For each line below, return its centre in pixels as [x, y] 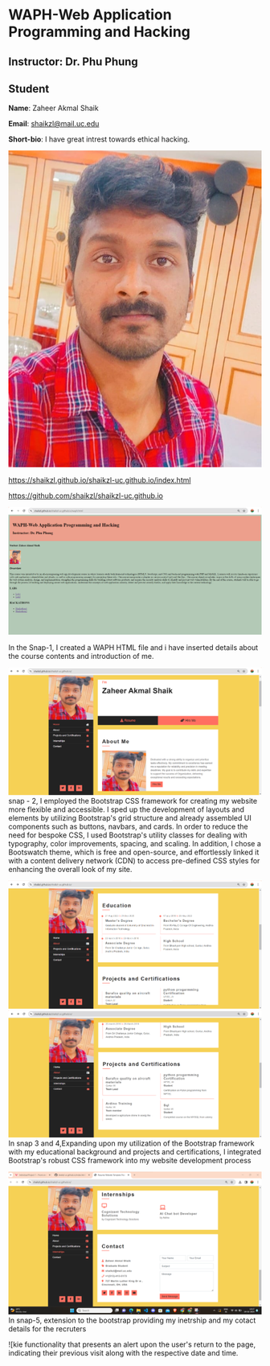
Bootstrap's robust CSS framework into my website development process [130, 1160]
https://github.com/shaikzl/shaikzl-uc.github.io [86, 496]
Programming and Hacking [100, 32]
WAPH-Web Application [90, 15]
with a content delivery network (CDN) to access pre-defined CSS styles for [134, 861]
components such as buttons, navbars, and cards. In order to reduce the [129, 827]
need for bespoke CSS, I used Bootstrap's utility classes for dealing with [128, 835]
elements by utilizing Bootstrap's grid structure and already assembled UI [130, 818]
